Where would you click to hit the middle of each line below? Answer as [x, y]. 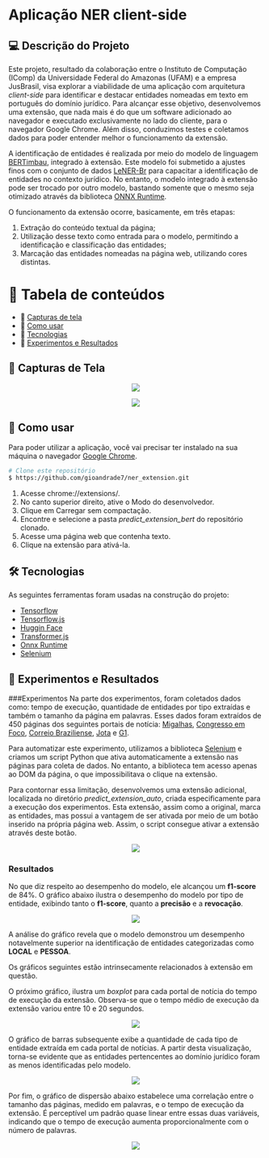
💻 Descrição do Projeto [69, 46]
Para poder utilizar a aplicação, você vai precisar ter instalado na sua [123, 447]
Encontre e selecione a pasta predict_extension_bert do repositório [132, 520]
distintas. [35, 262]
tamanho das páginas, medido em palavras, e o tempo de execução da [126, 1105]
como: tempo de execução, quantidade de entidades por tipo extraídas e [129, 707]
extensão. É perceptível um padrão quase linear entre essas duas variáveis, [134, 1114]
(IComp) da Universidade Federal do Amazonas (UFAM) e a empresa [122, 78]
